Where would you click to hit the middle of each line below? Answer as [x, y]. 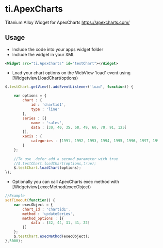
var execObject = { [33, 205]
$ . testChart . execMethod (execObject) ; [52, 236]
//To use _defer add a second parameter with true [66, 159]
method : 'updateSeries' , [49, 214]
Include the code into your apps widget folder [57, 49]
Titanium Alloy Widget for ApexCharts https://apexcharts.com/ [67, 22]
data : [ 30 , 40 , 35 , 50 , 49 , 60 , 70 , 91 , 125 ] [79, 127]
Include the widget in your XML [43, 54]
